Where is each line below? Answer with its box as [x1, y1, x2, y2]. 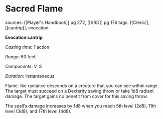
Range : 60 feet [5, 53, 36, 60]
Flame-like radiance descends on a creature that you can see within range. [5, 83, 159, 89]
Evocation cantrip [5, 34, 43, 40]
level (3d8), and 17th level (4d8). [5, 108, 72, 114]
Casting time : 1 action [5, 44, 50, 50]
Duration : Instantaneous [5, 73, 55, 79]
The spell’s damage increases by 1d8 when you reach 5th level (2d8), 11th [5, 103, 156, 109]
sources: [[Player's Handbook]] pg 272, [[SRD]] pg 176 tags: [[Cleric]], [5, 19, 150, 25]
